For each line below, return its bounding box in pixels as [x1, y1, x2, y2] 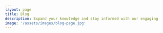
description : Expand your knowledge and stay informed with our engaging [5, 16, 159, 21]
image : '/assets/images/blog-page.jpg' [5, 20, 86, 26]
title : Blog [5, 12, 29, 16]
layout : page [5, 7, 32, 12]
